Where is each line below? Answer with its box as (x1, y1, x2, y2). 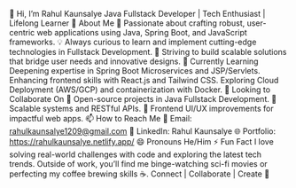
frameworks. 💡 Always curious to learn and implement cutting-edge (9, 36, 257, 47)
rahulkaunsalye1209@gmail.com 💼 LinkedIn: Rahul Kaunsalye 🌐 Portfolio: (9, 126, 277, 137)
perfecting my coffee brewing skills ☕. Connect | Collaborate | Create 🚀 (9, 168, 270, 179)
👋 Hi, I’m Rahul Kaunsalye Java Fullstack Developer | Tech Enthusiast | (9, 9, 266, 19)
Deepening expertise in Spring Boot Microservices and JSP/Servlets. (9, 66, 261, 75)
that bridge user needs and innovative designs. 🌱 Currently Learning (9, 56, 259, 67)
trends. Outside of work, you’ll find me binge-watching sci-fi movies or (9, 159, 268, 168)
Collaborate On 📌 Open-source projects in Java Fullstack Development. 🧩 (9, 94, 277, 104)
